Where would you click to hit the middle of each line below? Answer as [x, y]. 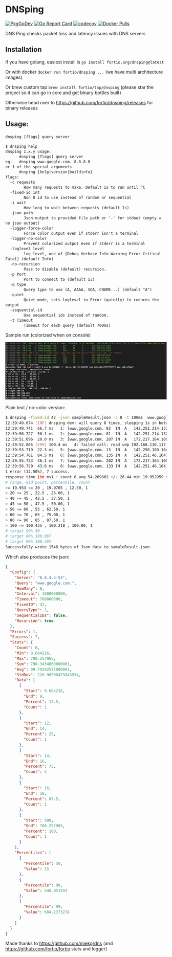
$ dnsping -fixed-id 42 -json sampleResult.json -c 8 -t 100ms [74, 418]
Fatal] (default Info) [29, 259]
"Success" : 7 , [25, 637]
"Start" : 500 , [39, 820]
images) [14, 77]
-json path [21, 213]
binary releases [22, 108]
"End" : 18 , [35, 793]
